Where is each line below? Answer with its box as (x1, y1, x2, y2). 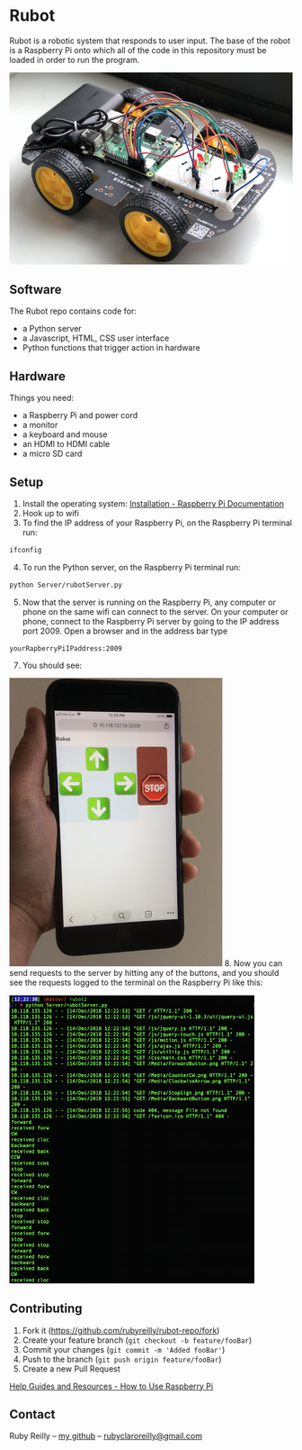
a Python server (22, 324, 83, 334)
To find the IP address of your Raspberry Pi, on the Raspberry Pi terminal (22, 517, 292, 528)
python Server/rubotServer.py (9, 580, 123, 589)
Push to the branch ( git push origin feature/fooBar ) (22, 1354, 222, 1364)
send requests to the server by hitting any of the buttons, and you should (9, 967, 280, 978)
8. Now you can (224, 957, 283, 969)
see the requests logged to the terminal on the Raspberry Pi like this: (9, 977, 263, 988)
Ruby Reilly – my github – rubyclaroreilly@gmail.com (9, 1430, 202, 1442)
